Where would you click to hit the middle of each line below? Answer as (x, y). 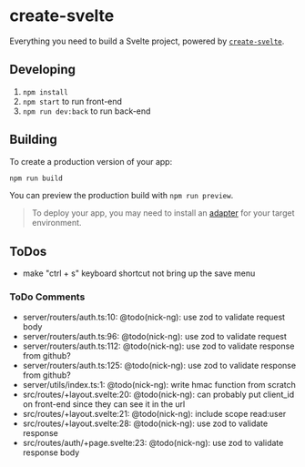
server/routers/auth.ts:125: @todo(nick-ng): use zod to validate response (159, 365)
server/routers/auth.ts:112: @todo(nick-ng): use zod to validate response (158, 346)
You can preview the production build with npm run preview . (122, 196)
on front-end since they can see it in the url (104, 404)
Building (33, 140)
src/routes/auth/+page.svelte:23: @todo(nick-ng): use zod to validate (153, 442)
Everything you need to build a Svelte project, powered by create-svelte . (147, 41)
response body (51, 452)
